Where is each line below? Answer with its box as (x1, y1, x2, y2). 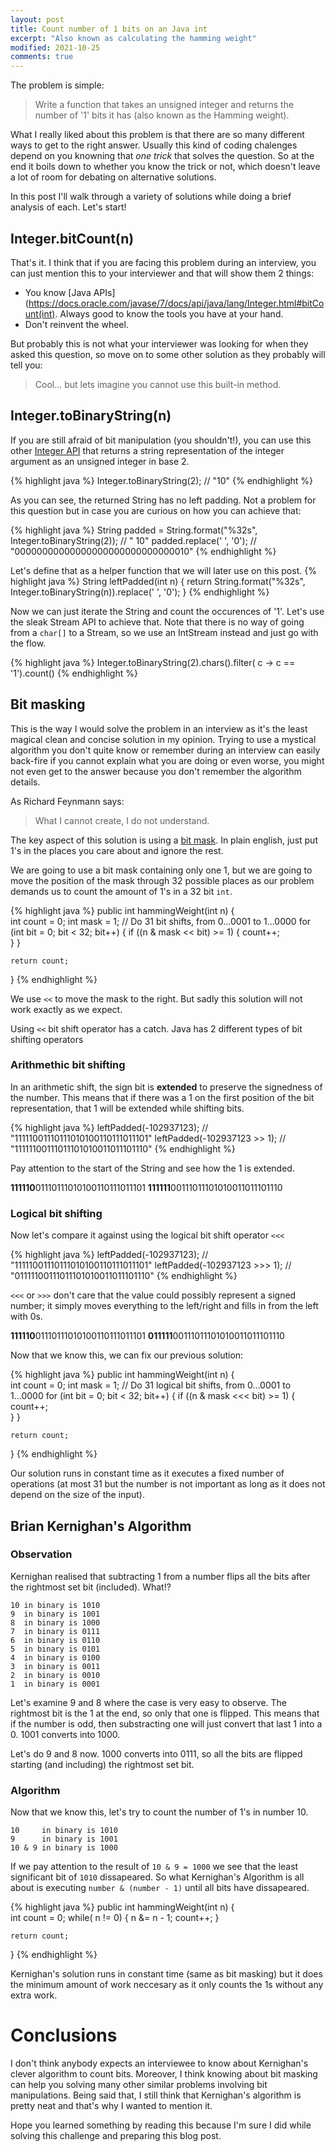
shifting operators (10, 1033, 84, 1045)
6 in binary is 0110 (10, 1635, 101, 1645)
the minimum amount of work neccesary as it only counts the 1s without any (10, 1979, 324, 1991)
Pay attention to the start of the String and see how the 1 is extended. (10, 1162, 295, 1174)
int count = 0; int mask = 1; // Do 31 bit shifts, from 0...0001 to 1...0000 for (10, 915, 312, 927)
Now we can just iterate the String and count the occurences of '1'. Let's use (10, 605, 325, 617)
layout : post (10, 14, 65, 25)
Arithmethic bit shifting (10, 1058, 126, 1072)
